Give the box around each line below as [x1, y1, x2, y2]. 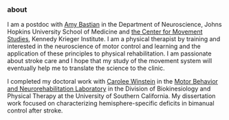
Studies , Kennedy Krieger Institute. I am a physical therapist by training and [7, 35, 221, 43]
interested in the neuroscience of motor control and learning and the [7, 43, 201, 51]
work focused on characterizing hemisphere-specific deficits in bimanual [7, 99, 215, 108]
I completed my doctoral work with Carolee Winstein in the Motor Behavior [7, 77, 219, 86]
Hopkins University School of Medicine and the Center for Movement [7, 27, 203, 36]
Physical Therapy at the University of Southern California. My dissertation [7, 92, 216, 100]
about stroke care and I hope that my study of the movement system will [7, 57, 212, 65]
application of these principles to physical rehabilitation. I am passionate [7, 49, 212, 58]
